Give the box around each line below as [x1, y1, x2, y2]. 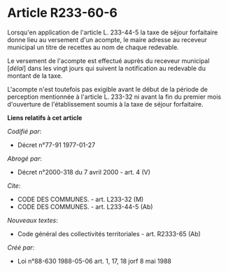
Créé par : [7, 243, 35, 252]
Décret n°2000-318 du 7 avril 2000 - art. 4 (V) [17, 168, 151, 176]
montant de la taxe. [7, 72, 63, 80]
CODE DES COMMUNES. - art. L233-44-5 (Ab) [17, 202, 153, 211]
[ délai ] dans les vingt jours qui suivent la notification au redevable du [7, 64, 206, 72]
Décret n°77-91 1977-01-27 [17, 140, 96, 149]
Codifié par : [7, 127, 42, 135]
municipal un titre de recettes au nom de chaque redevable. [7, 43, 180, 51]
